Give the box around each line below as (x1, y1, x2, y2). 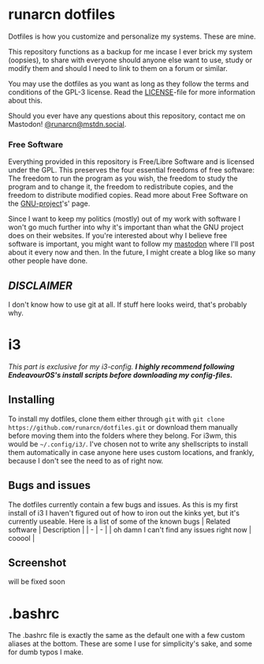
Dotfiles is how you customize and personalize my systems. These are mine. (8, 32, 256, 41)
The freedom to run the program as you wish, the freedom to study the (8, 173, 238, 183)
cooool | (8, 533, 35, 543)
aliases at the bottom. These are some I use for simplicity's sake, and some (8, 639, 252, 648)
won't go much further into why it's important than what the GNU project (8, 222, 244, 232)
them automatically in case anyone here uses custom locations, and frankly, (8, 447, 255, 457)
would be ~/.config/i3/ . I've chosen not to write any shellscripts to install (8, 439, 248, 449)
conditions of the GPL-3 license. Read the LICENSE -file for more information (8, 87, 256, 96)
